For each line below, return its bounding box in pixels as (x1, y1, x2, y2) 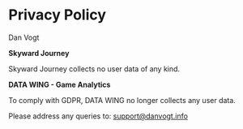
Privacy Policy (8, 6, 107, 24)
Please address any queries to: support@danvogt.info (8, 111, 189, 121)
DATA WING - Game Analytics (8, 80, 111, 89)
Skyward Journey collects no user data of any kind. (8, 63, 181, 74)
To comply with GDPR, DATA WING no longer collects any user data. (8, 95, 237, 105)
